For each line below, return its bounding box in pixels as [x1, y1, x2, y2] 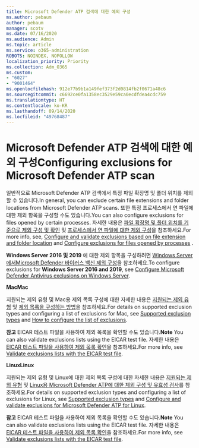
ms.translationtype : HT [6, 97, 65, 103]
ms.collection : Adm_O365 [6, 64, 68, 70]
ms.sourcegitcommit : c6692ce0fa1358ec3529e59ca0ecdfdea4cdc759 [6, 92, 166, 97]
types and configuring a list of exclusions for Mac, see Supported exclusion [6, 310, 191, 317]
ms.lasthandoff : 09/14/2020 [6, 108, 76, 114]
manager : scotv [6, 25, 44, 31]
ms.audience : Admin [6, 36, 55, 42]
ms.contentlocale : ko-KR [6, 102, 68, 109]
